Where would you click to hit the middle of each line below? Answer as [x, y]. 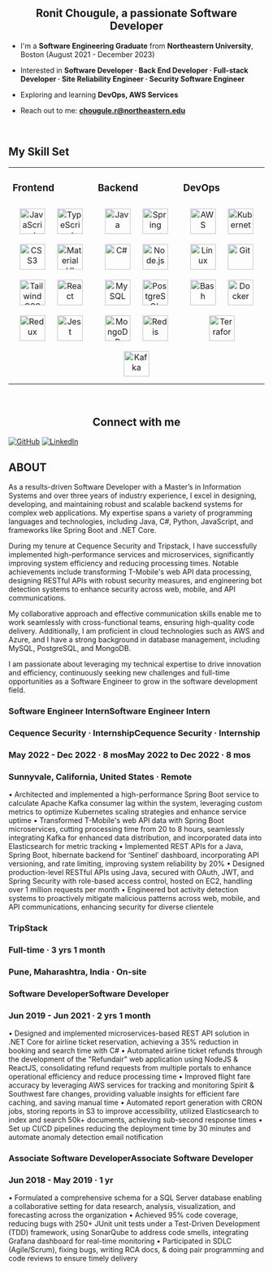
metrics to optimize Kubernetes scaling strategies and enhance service [128, 812]
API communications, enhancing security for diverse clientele [111, 907]
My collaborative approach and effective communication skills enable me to [135, 614]
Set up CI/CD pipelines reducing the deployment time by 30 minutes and [130, 1128]
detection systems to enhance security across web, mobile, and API [122, 589]
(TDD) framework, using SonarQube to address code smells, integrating [129, 1233]
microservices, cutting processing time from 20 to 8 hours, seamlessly [127, 829]
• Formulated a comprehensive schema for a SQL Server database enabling [135, 1198]
